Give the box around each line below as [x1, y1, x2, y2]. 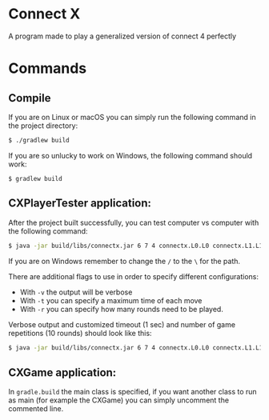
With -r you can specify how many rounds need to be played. [19, 304, 224, 314]
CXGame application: [8, 366, 117, 379]
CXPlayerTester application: [8, 197, 152, 210]
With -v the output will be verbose [19, 287, 133, 297]
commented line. [8, 404, 64, 414]
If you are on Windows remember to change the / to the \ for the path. [8, 256, 241, 266]
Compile [8, 91, 51, 105]
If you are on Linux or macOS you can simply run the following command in [8, 112, 256, 122]
